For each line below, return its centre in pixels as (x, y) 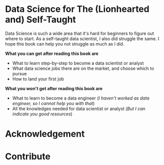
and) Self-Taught (41, 20)
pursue (20, 73)
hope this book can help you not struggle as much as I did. (65, 44)
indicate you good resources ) (42, 114)
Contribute (28, 157)
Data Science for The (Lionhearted (77, 9)
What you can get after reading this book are (52, 54)
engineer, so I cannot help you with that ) (53, 103)
